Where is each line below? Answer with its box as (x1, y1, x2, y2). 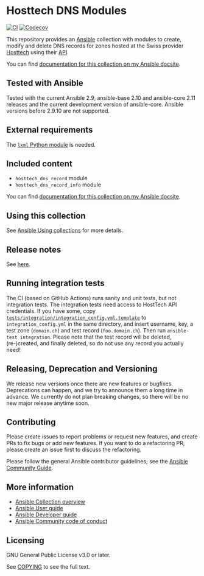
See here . (6, 261, 30, 268)
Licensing (6, 535, 44, 546)
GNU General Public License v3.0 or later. (6, 552, 111, 559)
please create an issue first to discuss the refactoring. (6, 446, 142, 454)
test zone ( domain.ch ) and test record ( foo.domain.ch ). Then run (6, 326, 166, 334)
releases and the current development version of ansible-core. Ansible (6, 100, 184, 108)
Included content (6, 158, 73, 169)
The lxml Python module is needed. (6, 141, 96, 148)
